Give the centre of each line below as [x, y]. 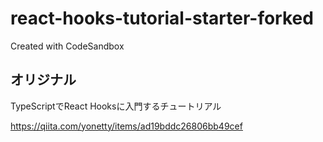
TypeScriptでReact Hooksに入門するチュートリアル [116, 106]
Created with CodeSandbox [67, 46]
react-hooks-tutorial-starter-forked [162, 18]
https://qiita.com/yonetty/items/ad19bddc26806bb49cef [126, 126]
